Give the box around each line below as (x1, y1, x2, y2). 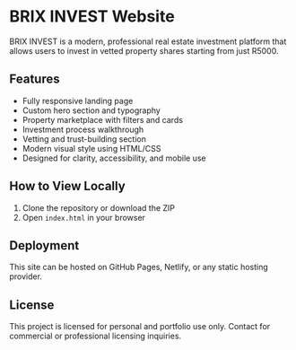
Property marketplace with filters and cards (22, 114, 184, 125)
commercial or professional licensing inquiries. (9, 330, 182, 342)
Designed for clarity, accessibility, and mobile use (22, 153, 206, 163)
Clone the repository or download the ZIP (22, 202, 176, 213)
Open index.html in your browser (22, 212, 146, 223)
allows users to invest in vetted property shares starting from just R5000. (9, 45, 279, 56)
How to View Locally (9, 179, 126, 194)
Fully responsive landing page (22, 95, 134, 106)
